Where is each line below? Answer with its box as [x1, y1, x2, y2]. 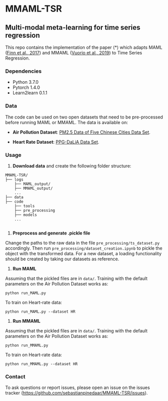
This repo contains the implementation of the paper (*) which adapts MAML [5, 44, 162, 50]
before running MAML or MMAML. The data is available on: [5, 119, 128, 125]
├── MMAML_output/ [14, 186, 53, 191]
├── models [14, 212, 37, 217]
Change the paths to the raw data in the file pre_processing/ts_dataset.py [5, 240, 160, 246]
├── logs [5, 177, 24, 182]
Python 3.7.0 [12, 79, 39, 85]
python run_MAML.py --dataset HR [5, 309, 76, 314]
